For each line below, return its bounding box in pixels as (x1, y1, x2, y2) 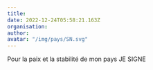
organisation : (7, 23, 48, 30)
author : (7, 29, 30, 37)
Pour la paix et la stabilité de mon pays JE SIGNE (7, 55, 147, 63)
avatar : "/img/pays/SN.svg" (7, 36, 89, 43)
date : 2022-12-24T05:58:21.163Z (7, 17, 100, 24)
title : (7, 10, 26, 17)
